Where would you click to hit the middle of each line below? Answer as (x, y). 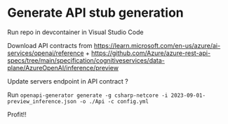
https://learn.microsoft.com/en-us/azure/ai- (157, 45)
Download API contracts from (50, 45)
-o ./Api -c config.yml (114, 101)
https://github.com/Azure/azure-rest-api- (151, 53)
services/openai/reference (46, 53)
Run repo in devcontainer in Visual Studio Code (75, 32)
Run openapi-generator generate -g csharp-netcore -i (88, 95)
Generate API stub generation (95, 13)
